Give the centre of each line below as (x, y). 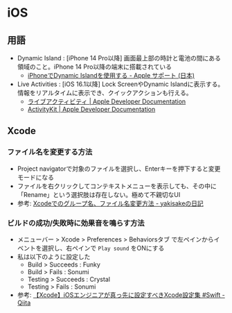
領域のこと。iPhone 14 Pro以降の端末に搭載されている (94, 67)
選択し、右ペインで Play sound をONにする (103, 248)
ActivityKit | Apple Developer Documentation (91, 109)
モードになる (35, 177)
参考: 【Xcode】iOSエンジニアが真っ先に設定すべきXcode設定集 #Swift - (121, 295)
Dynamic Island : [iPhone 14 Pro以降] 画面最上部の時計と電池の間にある (119, 58)
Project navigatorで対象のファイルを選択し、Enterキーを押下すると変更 (119, 169)
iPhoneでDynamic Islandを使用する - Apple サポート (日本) (111, 75)
